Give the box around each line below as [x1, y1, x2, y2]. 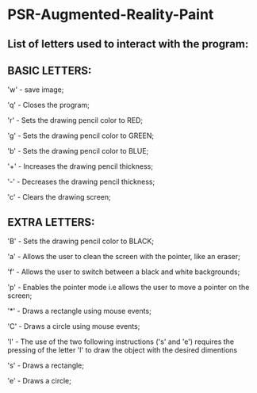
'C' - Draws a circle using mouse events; [7, 322, 140, 331]
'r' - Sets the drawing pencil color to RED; [7, 116, 144, 125]
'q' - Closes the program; [7, 101, 90, 110]
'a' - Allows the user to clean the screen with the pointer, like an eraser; [7, 252, 241, 261]
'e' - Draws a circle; [7, 376, 72, 386]
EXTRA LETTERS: [7, 216, 95, 229]
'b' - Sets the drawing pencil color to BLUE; [7, 147, 149, 156]
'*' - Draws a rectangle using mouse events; [7, 307, 152, 316]
